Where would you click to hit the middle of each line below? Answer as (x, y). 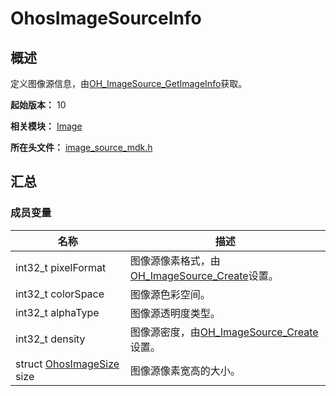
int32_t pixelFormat (61, 267)
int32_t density (50, 339)
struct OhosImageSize (67, 364)
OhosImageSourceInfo (106, 18)
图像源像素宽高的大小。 (185, 370)
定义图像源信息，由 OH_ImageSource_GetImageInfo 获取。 (129, 83)
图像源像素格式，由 (175, 260)
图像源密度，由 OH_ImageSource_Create (224, 332)
